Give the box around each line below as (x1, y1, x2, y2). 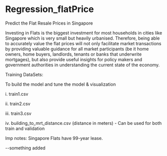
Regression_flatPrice (5, 4, 94, 15)
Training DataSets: (5, 71, 44, 77)
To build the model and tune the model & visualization (5, 81, 116, 87)
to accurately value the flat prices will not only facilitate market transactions (5, 40, 161, 46)
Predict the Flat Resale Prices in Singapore (5, 20, 93, 26)
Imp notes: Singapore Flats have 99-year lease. (5, 135, 103, 141)
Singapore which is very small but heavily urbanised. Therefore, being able (5, 35, 160, 41)
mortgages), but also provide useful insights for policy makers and (5, 56, 142, 62)
